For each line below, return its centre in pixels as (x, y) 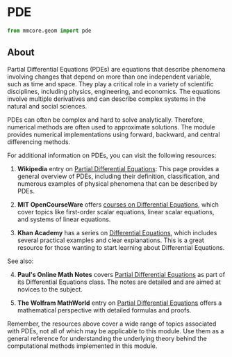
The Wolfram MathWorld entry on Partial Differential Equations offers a (119, 303)
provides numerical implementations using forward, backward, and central (114, 134)
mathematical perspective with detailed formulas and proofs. (104, 310)
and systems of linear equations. (64, 219)
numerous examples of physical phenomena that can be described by (117, 183)
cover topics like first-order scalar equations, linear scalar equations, (116, 212)
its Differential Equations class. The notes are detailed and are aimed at (119, 282)
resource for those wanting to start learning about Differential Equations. (121, 247)
